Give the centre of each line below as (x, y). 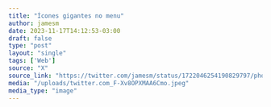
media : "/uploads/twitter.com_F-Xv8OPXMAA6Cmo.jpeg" (99, 83)
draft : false (30, 38)
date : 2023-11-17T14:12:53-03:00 (65, 31)
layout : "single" (38, 53)
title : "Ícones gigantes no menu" (67, 16)
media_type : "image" (43, 91)
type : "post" (30, 46)
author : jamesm (34, 23)
